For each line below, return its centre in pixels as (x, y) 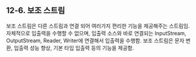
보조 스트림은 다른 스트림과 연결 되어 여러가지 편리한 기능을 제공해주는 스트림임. (98, 26)
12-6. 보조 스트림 (36, 11)
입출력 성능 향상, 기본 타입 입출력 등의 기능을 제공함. (74, 48)
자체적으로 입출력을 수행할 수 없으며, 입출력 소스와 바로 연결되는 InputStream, (96, 33)
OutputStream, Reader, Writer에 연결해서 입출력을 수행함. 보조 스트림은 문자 (95, 41)
